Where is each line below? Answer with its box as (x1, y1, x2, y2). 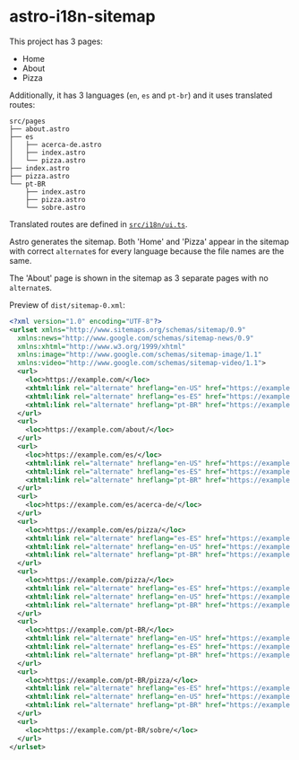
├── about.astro (9, 124, 70, 134)
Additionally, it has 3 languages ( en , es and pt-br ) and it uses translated (9, 90, 273, 100)
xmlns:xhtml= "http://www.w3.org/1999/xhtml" (17, 342, 186, 351)
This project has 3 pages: (9, 36, 103, 47)
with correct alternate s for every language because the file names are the (9, 245, 285, 257)
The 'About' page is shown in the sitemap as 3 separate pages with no (9, 272, 269, 284)
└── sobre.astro (25, 203, 87, 212)
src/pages (9, 117, 47, 126)
